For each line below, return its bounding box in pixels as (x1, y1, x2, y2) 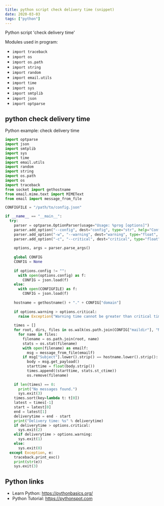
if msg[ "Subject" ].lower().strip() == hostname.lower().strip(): (22, 355, 159, 360)
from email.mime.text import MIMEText (5, 192, 84, 197)
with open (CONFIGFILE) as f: (18, 286, 78, 291)
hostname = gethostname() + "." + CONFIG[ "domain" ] (14, 300, 121, 305)
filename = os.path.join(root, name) (22, 336, 99, 341)
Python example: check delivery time (5, 128, 80, 133)
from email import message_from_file (5, 196, 82, 201)
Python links (5, 477, 44, 485)
